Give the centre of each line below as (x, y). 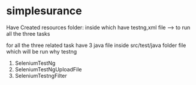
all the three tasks (28, 33)
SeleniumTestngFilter (41, 75)
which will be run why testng (42, 51)
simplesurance (44, 11)
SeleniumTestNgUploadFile (48, 69)
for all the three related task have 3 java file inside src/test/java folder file (96, 45)
